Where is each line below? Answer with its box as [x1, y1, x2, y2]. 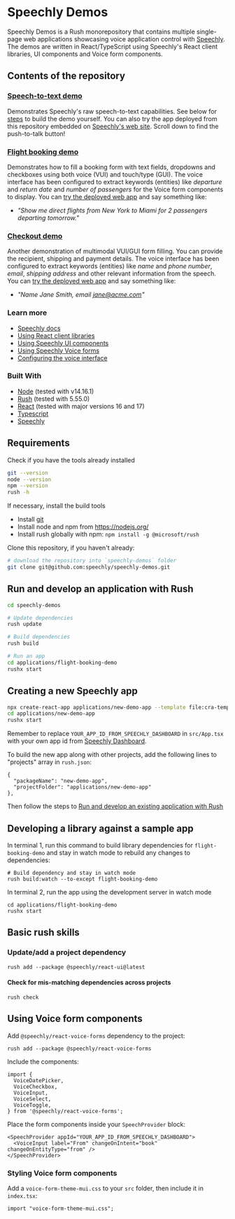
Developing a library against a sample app [7, 822, 194, 834]
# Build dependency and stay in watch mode [7, 869, 136, 876]
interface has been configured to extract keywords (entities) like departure [7, 177, 222, 186]
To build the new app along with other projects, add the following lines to [7, 751, 217, 759]
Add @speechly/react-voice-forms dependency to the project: [7, 1031, 185, 1040]
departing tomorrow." [17, 213, 79, 222]
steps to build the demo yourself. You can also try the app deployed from [7, 114, 218, 123]
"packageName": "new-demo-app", [13, 777, 108, 785]
